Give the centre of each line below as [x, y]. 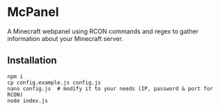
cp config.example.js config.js [54, 83]
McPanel [33, 12]
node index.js [28, 101]
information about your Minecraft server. [65, 38]
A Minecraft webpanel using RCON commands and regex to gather [103, 31]
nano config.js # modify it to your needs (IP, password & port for [110, 88]
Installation [32, 61]
